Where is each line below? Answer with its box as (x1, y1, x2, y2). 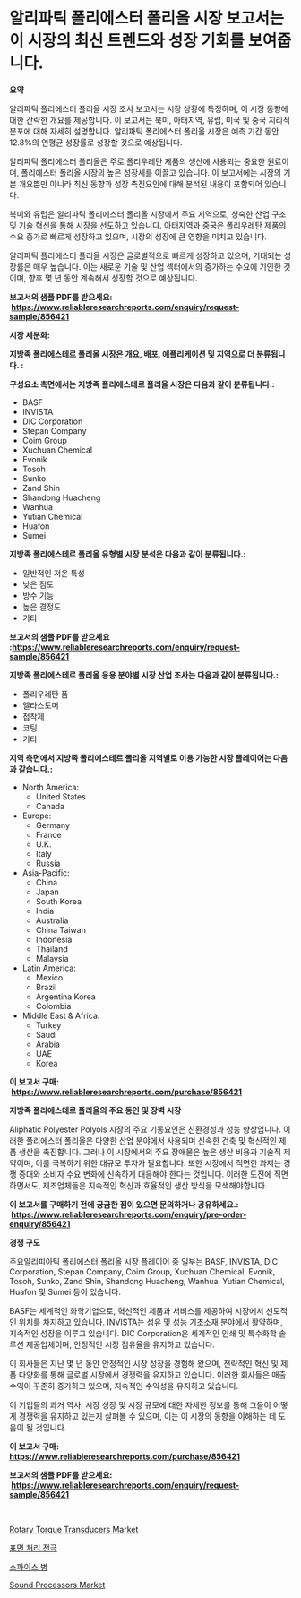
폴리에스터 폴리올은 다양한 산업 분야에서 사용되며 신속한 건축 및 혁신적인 (25, 1135, 278, 1145)
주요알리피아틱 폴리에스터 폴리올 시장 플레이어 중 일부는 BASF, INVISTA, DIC (9, 1256, 279, 1266)
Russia (35, 858, 61, 868)
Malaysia (35, 953, 69, 963)
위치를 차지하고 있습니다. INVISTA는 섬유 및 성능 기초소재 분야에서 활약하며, (18, 1317, 283, 1327)
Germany (35, 819, 70, 830)
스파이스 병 (9, 1561, 48, 1572)
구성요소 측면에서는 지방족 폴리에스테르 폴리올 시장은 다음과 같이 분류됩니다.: (9, 378, 275, 390)
